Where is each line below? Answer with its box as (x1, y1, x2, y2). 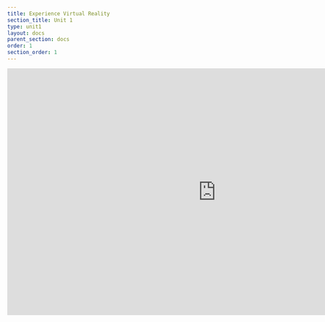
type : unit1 (7, 23, 42, 30)
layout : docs (7, 29, 45, 37)
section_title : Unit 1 (7, 17, 73, 24)
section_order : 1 (7, 49, 58, 56)
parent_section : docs (7, 36, 70, 43)
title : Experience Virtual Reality (7, 10, 110, 17)
